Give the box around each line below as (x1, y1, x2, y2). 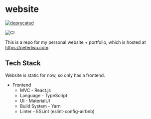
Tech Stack (5, 59, 41, 68)
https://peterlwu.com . (5, 44, 50, 50)
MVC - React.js (19, 87, 51, 93)
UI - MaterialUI (19, 98, 50, 104)
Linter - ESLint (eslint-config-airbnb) (19, 108, 95, 114)
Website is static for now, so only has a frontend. (5, 72, 106, 78)
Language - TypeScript (19, 92, 68, 98)
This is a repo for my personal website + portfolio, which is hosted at (5, 39, 146, 45)
